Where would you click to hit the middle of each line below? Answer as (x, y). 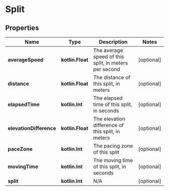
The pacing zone (113, 146)
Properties (22, 28)
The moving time (113, 160)
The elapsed (108, 98)
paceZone (20, 149)
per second (107, 69)
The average (108, 50)
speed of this (108, 57)
